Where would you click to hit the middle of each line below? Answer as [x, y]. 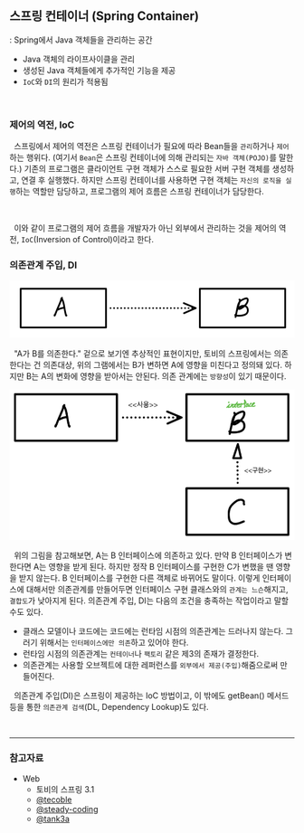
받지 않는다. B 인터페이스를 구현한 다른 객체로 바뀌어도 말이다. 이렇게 [139, 578]
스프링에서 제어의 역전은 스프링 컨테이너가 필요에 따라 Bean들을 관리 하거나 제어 [151, 147]
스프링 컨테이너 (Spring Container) [104, 16]
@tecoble [54, 800]
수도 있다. [26, 611]
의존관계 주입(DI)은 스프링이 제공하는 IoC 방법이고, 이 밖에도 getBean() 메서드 [151, 696]
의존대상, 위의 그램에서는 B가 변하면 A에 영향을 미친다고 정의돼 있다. [163, 365]
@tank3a [53, 819]
